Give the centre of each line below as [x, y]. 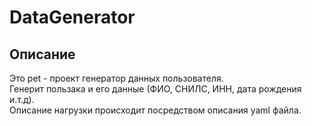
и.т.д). [22, 99]
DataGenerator [72, 17]
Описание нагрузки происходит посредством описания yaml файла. [155, 110]
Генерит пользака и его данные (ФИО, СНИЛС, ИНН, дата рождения [155, 89]
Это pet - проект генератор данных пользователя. [116, 78]
